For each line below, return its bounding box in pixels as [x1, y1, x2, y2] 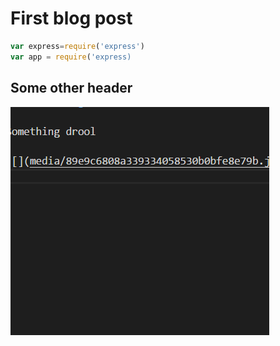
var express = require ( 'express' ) [10, 41, 145, 51]
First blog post [10, 7, 133, 30]
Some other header [10, 80, 133, 97]
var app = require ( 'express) [10, 52, 132, 62]
